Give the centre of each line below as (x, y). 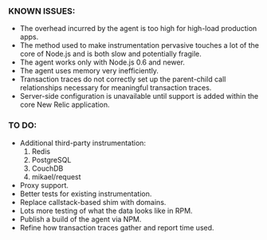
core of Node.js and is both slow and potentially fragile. (110, 54)
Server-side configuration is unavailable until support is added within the (139, 96)
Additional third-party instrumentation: (82, 143)
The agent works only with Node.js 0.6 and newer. (102, 62)
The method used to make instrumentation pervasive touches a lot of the (139, 45)
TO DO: (23, 125)
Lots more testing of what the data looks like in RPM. (106, 210)
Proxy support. (44, 185)
